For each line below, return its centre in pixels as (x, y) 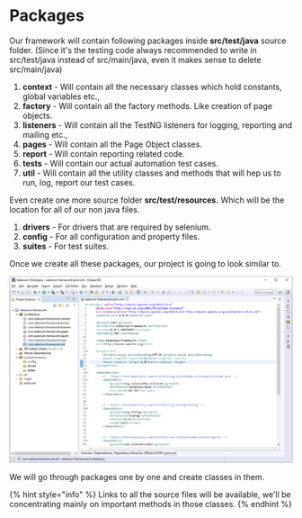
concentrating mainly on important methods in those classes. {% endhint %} (151, 504)
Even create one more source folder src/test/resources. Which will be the (147, 200)
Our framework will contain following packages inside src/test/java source (148, 41)
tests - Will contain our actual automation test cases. (120, 163)
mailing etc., (45, 134)
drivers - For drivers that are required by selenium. (116, 227)
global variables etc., (61, 96)
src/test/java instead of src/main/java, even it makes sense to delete (136, 59)
